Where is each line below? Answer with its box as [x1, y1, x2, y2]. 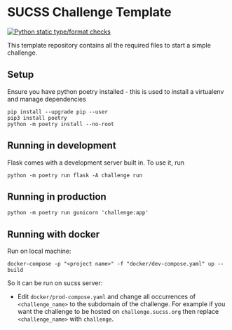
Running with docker [7, 228, 100, 240]
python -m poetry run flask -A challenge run [7, 172, 142, 179]
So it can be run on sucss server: [7, 279, 103, 287]
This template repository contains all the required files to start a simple [7, 41, 212, 49]
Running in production [7, 191, 107, 202]
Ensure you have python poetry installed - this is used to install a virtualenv [7, 87, 224, 95]
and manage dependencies [7, 95, 86, 103]
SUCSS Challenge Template [7, 4, 172, 20]
